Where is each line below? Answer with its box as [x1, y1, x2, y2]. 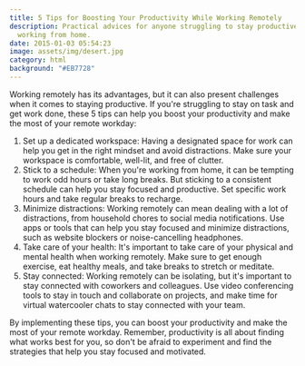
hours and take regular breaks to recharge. [22, 193, 183, 204]
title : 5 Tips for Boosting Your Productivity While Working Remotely [9, 13, 282, 23]
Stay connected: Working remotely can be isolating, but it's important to [22, 270, 292, 282]
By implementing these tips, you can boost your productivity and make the [9, 317, 288, 328]
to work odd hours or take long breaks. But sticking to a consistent [22, 173, 272, 184]
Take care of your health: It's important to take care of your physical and [22, 242, 293, 252]
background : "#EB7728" [9, 64, 95, 74]
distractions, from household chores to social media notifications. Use [22, 213, 285, 223]
